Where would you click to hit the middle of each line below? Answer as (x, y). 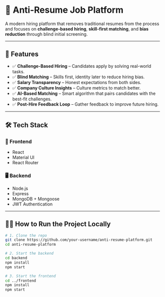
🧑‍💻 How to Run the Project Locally (58, 224)
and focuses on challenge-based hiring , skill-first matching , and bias (77, 29)
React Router (25, 163)
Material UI (23, 157)
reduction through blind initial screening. (46, 34)
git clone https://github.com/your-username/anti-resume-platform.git (79, 240)
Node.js (20, 188)
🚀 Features (22, 54)
